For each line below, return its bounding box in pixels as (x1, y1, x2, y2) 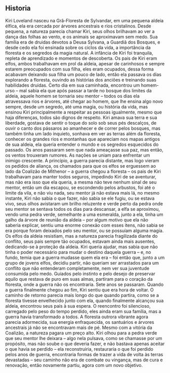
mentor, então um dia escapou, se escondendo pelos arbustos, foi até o (5, 184, 155, 191)
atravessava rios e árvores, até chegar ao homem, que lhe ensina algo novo (5, 98, 163, 104)
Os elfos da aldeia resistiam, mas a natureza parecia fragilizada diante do (5, 233, 158, 239)
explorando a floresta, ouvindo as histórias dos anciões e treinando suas (5, 77, 157, 83)
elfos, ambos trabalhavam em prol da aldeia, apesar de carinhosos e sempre (5, 60, 165, 66)
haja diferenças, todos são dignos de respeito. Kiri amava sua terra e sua (5, 114, 157, 121)
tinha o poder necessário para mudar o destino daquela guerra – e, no (5, 249, 151, 255)
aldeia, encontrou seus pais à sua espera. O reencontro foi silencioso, (5, 303, 151, 309)
